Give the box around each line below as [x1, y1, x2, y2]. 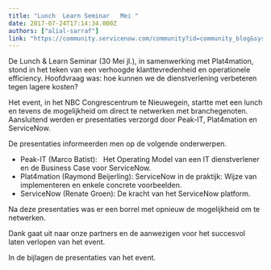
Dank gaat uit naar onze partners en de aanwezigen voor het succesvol [8, 229, 246, 239]
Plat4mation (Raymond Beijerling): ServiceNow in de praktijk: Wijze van [19, 172, 257, 181]
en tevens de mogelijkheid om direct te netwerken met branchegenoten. [8, 106, 248, 116]
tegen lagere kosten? [8, 82, 78, 92]
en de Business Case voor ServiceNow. [19, 163, 152, 173]
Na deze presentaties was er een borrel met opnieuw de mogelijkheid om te [8, 205, 261, 214]
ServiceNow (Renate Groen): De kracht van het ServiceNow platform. [19, 189, 251, 198]
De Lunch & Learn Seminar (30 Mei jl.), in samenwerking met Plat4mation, [8, 56, 254, 66]
